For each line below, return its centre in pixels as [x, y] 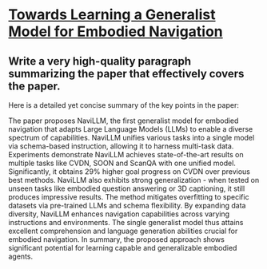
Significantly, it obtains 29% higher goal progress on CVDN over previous [129, 172]
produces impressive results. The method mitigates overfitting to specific [129, 197]
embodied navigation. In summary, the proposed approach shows [117, 239]
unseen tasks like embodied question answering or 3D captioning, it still [127, 188]
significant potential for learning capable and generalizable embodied [123, 248]
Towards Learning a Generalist [112, 15]
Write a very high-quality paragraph [100, 61]
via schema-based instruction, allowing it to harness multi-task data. [121, 146]
